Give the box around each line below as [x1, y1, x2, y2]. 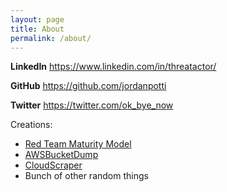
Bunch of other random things [24, 170, 149, 182]
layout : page [10, 14, 65, 25]
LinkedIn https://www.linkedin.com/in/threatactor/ [10, 61, 217, 73]
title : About [10, 24, 65, 34]
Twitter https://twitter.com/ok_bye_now [10, 99, 174, 111]
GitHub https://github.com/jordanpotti [10, 80, 167, 92]
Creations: [10, 119, 53, 131]
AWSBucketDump [24, 149, 99, 161]
